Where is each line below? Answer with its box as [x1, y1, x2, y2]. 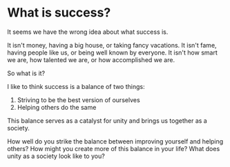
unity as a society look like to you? [7, 152, 105, 160]
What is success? [7, 5, 111, 21]
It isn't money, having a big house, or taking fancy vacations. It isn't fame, [7, 41, 217, 49]
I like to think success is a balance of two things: [7, 82, 145, 90]
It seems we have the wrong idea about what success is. [7, 28, 169, 36]
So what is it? [7, 69, 46, 77]
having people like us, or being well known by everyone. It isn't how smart [7, 48, 218, 57]
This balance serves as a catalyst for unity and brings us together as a [7, 116, 207, 125]
